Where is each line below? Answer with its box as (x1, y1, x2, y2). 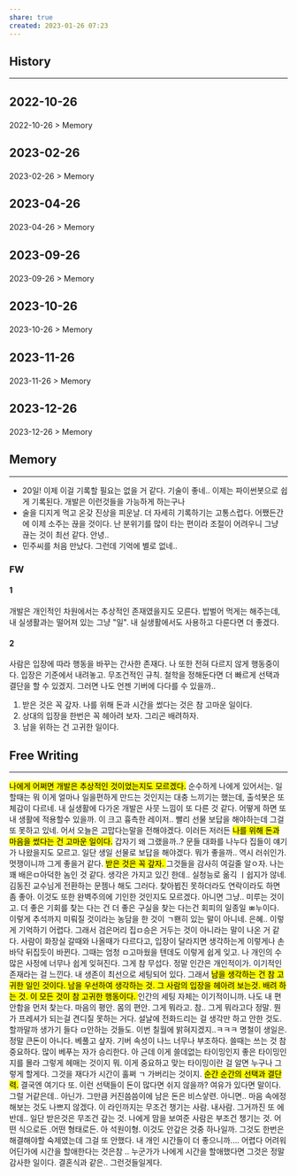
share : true (9, 12, 53, 22)
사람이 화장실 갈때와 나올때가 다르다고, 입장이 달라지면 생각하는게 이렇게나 (20, 936, 276, 946)
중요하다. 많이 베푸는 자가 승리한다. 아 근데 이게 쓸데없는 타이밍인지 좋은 (9, 1047, 256, 1056)
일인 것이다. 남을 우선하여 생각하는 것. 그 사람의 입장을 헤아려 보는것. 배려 (25, 980, 278, 990)
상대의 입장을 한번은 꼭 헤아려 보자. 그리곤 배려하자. (21, 710, 199, 722)
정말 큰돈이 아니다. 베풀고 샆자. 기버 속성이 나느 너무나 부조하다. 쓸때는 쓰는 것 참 (9, 1035, 287, 1046)
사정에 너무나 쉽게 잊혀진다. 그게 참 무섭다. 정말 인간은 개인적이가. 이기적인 (25, 958, 283, 968)
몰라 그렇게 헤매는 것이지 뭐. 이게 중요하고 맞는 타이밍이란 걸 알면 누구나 (25, 1057, 273, 1068)
